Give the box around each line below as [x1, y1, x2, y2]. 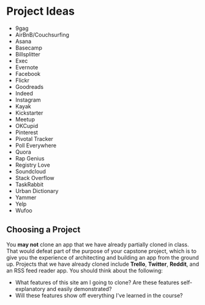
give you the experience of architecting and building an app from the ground [6, 254, 199, 261]
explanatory [15, 285, 46, 292]
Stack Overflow [15, 174, 55, 181]
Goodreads [15, 83, 44, 90]
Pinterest [15, 129, 39, 136]
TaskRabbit [15, 181, 44, 188]
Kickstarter [15, 109, 43, 116]
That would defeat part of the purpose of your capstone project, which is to [6, 247, 197, 255]
